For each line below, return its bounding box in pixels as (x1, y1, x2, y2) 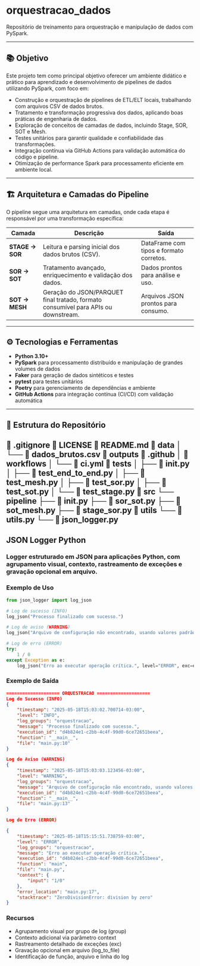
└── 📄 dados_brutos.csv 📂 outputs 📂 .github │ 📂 (6, 449, 189, 459)
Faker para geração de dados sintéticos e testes (14, 372, 134, 379)
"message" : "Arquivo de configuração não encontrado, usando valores (17, 784, 193, 790)
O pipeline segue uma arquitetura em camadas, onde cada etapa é (6, 208, 170, 215)
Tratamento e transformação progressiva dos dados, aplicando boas (14, 108, 183, 116)
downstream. (42, 310, 80, 319)
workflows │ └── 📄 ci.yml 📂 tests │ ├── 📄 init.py (6, 459, 190, 469)
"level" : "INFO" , (17, 713, 60, 719)
